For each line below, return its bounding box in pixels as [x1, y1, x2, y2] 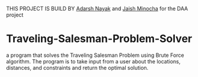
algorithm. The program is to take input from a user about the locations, [6, 57, 181, 65]
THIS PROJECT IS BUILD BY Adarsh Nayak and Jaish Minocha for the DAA [6, 5, 189, 12]
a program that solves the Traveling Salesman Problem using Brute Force [6, 52, 184, 59]
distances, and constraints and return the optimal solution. [6, 64, 149, 71]
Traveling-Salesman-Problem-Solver [6, 32, 193, 46]
